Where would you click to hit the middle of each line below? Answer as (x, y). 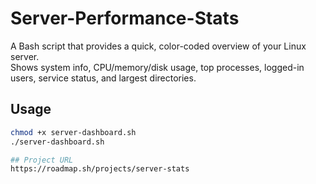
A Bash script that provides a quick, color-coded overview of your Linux (158, 46)
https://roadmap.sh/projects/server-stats (100, 169)
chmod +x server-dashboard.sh (73, 132)
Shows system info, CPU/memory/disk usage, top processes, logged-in (157, 67)
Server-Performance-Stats (125, 18)
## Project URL (42, 160)
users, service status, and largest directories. (103, 78)
